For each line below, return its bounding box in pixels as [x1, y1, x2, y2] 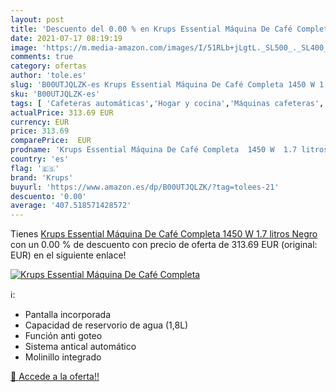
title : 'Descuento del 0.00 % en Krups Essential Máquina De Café [10, 24, 293, 34]
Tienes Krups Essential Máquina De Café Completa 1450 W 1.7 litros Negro [10, 228, 318, 240]
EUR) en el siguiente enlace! [10, 249, 127, 261]
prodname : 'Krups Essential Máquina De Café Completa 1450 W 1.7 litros [10, 145, 329, 155]
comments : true [10, 52, 74, 62]
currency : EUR [10, 117, 70, 127]
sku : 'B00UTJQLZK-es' [10, 89, 101, 99]
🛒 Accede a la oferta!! [10, 371, 100, 383]
